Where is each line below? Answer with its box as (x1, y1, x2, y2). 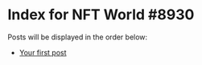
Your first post (19, 47, 67, 57)
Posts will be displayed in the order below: (7, 32, 148, 42)
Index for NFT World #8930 (7, 6, 195, 24)
